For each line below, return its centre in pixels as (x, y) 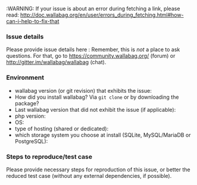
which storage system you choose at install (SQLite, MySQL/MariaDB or (103, 135)
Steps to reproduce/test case (49, 156)
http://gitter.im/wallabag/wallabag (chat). (56, 62)
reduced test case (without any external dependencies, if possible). (89, 175)
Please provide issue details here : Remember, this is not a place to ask (93, 49)
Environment (25, 78)
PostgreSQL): (31, 141)
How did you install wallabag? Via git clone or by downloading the (97, 97)
